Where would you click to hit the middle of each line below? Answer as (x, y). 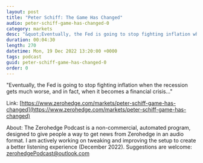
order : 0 (17, 68)
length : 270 (21, 46)
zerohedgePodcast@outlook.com (48, 153)
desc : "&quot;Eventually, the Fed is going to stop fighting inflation (98, 34)
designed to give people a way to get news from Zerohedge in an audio (95, 134)
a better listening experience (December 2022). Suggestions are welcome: (99, 147)
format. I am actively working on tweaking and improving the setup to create (101, 141)
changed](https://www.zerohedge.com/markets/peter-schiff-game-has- (96, 110)
